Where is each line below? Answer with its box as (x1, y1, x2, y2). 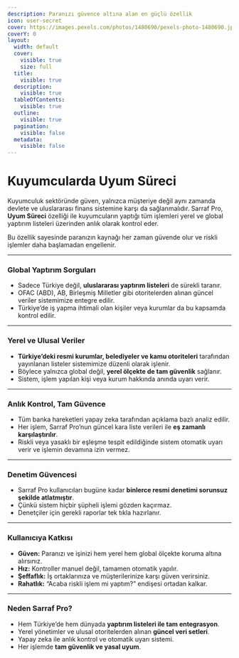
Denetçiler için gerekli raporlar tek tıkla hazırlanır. (17, 509, 161, 517)
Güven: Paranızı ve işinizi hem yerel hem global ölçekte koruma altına (17, 549, 222, 558)
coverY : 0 (7, 30, 37, 38)
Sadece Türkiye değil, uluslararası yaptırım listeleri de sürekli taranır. (17, 281, 222, 290)
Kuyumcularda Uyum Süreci (7, 173, 176, 189)
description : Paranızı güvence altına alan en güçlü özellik (7, 10, 193, 18)
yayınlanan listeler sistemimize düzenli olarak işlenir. (17, 360, 171, 368)
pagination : (14, 122, 50, 130)
